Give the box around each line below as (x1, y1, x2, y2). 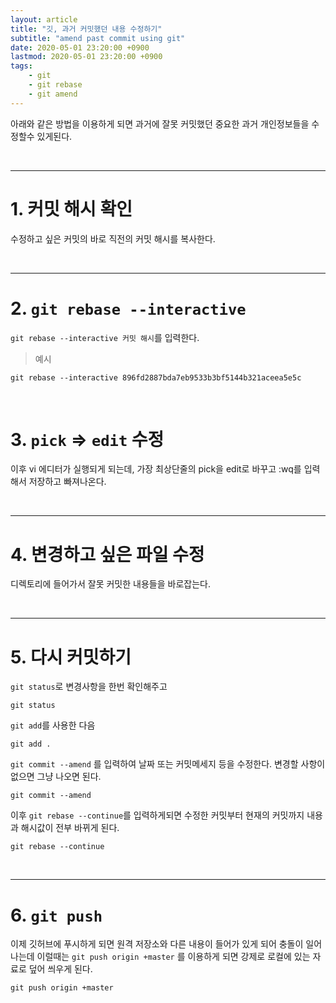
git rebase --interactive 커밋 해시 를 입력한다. (10, 331, 200, 343)
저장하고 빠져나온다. (28, 476, 107, 488)
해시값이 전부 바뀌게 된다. (20, 822, 120, 834)
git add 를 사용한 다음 (10, 719, 96, 731)
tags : (10, 61, 33, 71)
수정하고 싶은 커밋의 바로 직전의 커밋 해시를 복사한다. (10, 232, 216, 245)
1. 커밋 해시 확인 (10, 197, 133, 220)
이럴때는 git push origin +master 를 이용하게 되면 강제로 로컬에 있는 (36, 951, 311, 963)
